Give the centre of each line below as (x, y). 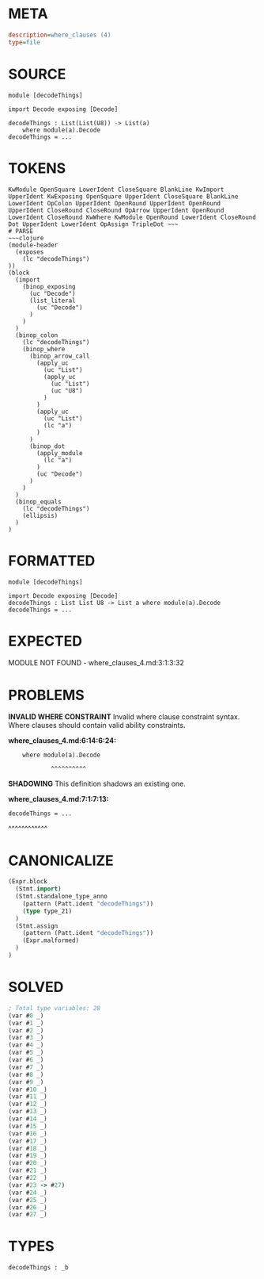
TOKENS (37, 168)
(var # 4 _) (26, 1045)
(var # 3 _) (26, 1038)
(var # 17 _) (28, 1141)
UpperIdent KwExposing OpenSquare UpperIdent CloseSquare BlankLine (123, 196)
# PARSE (21, 231)
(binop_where (44, 349)
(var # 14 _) (28, 1119)
